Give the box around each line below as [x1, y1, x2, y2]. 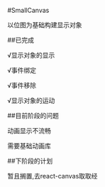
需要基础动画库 [7, 141, 51, 150]
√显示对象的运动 [7, 96, 55, 105]
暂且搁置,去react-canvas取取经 [7, 172, 98, 180]
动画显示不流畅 [7, 127, 51, 134]
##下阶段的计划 [7, 156, 53, 165]
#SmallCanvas [7, 6, 50, 14]
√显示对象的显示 [7, 51, 55, 59]
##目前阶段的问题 [7, 112, 59, 119]
